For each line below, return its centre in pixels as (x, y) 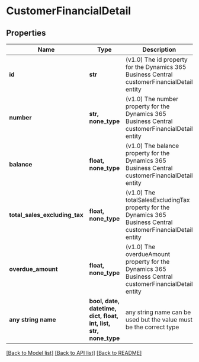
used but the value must (159, 319)
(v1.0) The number (152, 99)
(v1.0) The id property (156, 59)
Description (159, 50)
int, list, (100, 323)
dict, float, (104, 316)
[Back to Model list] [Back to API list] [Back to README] (74, 353)
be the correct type (152, 327)
